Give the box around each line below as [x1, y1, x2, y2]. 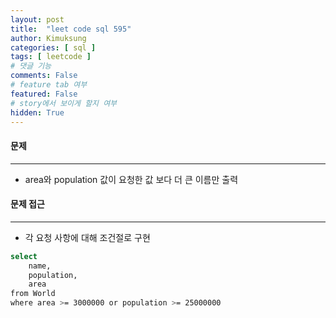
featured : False [10, 89, 78, 99]
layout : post [10, 14, 65, 25]
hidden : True [10, 107, 65, 118]
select [10, 251, 38, 261]
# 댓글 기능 [10, 61, 52, 71]
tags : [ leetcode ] [10, 52, 92, 62]
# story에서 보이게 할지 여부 [10, 98, 118, 108]
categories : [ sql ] [10, 42, 97, 53]
